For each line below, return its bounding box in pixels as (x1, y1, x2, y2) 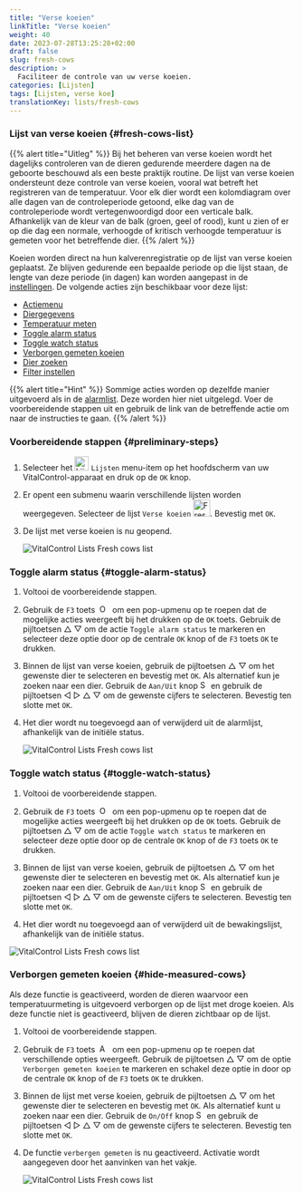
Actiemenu (22, 298, 63, 309)
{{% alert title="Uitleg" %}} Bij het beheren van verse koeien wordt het (9, 148, 272, 159)
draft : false (9, 47, 59, 56)
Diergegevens (22, 308, 75, 319)
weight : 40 (9, 30, 51, 39)
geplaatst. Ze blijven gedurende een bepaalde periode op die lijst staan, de (9, 262, 289, 273)
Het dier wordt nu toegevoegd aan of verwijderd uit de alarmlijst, (22, 717, 264, 728)
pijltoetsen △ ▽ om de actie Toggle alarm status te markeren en (22, 624, 266, 635)
